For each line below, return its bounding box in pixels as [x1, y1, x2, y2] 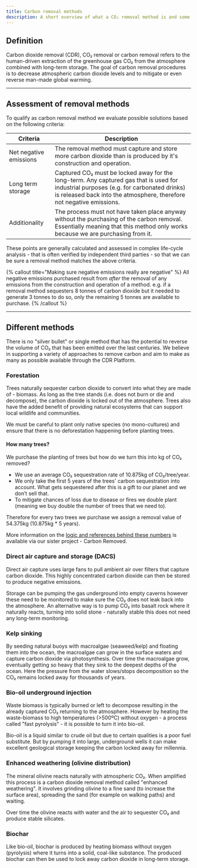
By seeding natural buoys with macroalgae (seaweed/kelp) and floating [6, 642, 178, 650]
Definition [6, 36, 43, 46]
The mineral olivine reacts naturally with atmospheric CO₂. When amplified [6, 772, 186, 779]
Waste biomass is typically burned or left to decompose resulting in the [6, 702, 178, 709]
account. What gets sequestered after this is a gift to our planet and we [14, 484, 186, 491]
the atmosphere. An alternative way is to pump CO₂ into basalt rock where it [6, 602, 189, 609]
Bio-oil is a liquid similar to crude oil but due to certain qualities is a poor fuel [6, 732, 191, 739]
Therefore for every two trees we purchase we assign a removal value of [6, 514, 182, 521]
